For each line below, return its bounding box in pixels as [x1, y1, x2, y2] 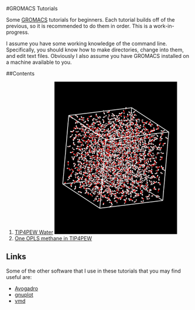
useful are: [6, 273, 32, 280]
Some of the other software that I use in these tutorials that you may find [6, 267, 182, 274]
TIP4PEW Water [14, 229, 54, 236]
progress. [6, 29, 29, 36]
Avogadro [14, 285, 38, 292]
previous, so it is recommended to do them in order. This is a [6, 23, 152, 29]
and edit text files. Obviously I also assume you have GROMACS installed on [6, 53, 189, 59]
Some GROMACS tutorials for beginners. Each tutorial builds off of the [6, 16, 175, 23]
